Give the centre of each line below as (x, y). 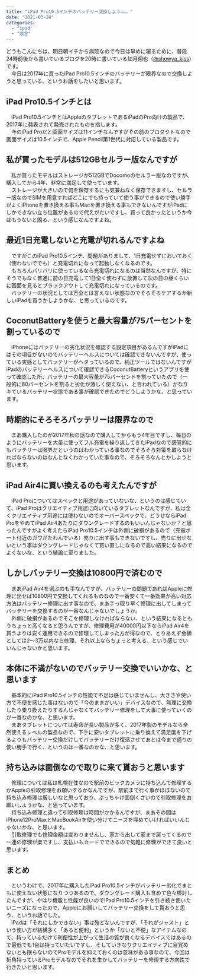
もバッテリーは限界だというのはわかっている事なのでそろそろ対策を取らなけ (99, 450)
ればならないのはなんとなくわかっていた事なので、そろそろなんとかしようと (99, 457)
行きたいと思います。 (32, 967)
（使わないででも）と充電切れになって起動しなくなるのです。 (81, 263)
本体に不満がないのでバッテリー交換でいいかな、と (99, 668)
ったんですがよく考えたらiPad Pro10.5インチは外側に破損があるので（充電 (96, 530)
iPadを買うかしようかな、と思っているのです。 (73, 300)
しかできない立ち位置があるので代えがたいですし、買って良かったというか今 (99, 212)
